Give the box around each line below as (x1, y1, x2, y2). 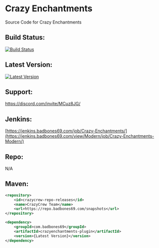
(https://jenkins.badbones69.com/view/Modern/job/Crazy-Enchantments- (5, 133, 155, 139)
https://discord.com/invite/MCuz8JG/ (5, 101, 81, 107)
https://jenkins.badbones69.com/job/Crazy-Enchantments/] (6, 128, 127, 134)
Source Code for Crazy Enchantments (5, 19, 82, 25)
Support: (5, 88, 33, 96)
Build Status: (5, 33, 45, 42)
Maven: (5, 180, 29, 188)
